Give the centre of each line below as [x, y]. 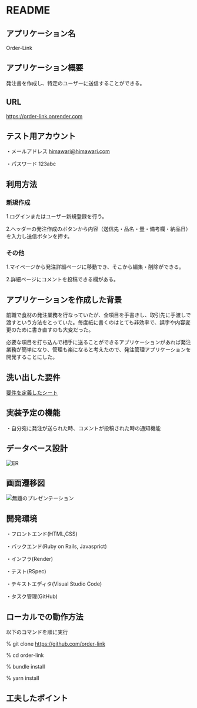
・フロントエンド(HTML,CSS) [42, 534]
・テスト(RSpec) [26, 571]
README [28, 10]
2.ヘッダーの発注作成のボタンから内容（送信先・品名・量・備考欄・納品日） [98, 229]
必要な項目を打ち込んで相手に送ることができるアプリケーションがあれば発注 [98, 343]
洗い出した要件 [33, 377]
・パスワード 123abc [31, 164]
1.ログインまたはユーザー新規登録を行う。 [57, 217]
